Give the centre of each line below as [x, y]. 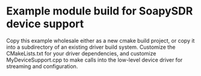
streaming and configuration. [42, 66]
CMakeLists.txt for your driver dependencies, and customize [81, 53]
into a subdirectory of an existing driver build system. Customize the [91, 47]
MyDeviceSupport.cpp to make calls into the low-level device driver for [94, 60]
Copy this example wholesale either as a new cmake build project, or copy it [100, 40]
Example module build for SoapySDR [100, 11]
